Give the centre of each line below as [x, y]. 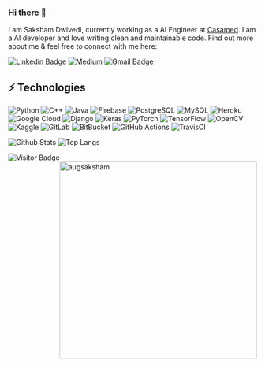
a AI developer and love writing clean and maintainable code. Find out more [131, 38]
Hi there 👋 [28, 13]
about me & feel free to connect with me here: [83, 46]
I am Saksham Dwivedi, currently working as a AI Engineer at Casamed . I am [132, 30]
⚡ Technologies [47, 87]
